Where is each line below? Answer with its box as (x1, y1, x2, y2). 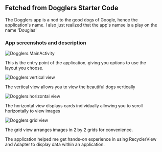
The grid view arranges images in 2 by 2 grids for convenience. (5, 127, 133, 133)
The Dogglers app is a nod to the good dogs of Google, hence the (5, 17, 138, 22)
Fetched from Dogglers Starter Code (5, 4, 118, 12)
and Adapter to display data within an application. (5, 141, 105, 148)
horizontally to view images (5, 108, 60, 114)
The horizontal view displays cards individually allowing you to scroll (5, 103, 143, 109)
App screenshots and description (5, 39, 87, 46)
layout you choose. (5, 65, 44, 71)
